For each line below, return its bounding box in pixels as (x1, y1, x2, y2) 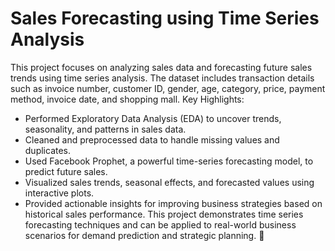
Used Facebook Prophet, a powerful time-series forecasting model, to (24, 155, 314, 167)
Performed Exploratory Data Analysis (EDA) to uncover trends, (24, 112, 282, 124)
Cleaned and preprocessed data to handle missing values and (24, 133, 280, 146)
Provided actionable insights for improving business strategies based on (24, 197, 323, 209)
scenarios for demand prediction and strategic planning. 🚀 (24, 229, 265, 241)
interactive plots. (24, 187, 95, 199)
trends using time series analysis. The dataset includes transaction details (10, 72, 315, 84)
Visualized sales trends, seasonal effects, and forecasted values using (24, 176, 315, 188)
